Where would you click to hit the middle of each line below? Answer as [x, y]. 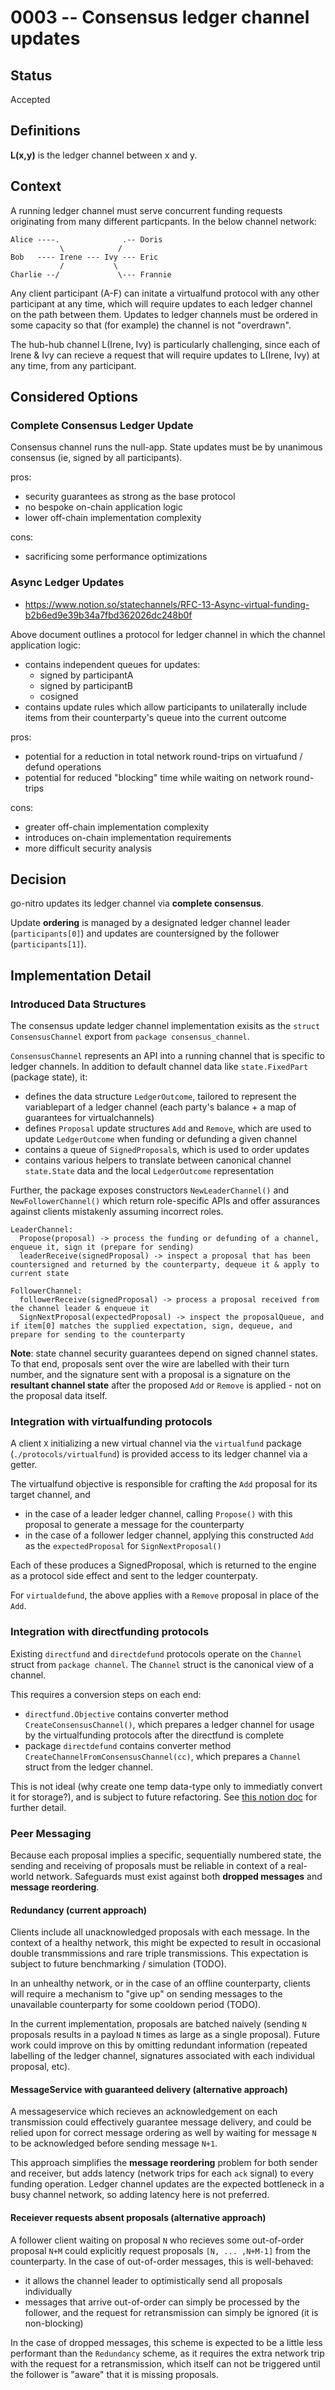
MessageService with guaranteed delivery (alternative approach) [149, 2089]
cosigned [59, 696]
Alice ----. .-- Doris [86, 239]
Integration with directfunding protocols [110, 1632]
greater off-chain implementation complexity [117, 827]
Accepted [30, 99]
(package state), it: [49, 1077]
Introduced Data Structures [78, 1004]
